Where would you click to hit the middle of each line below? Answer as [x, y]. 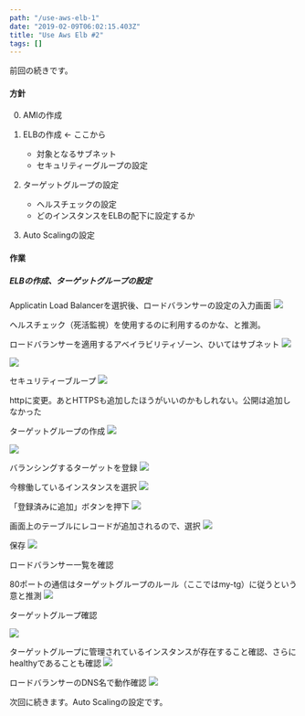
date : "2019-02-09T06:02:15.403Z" [75, 27]
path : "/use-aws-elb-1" [55, 18]
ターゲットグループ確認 [53, 615]
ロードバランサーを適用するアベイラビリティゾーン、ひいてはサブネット [145, 345]
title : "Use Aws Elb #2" [57, 35]
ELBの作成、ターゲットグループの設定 [81, 281]
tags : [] [26, 43]
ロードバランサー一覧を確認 [62, 565]
